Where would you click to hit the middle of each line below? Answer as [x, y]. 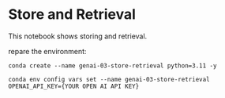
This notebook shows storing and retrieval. [78, 36]
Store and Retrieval [72, 15]
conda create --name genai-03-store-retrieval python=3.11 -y [112, 65]
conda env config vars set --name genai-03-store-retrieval [109, 79]
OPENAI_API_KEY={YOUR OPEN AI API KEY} [74, 86]
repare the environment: [47, 51]
